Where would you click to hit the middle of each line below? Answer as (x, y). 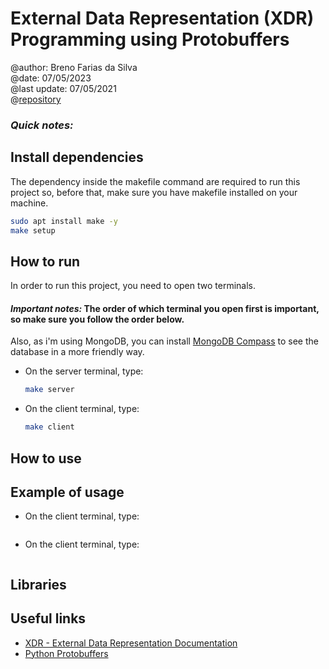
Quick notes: (42, 125)
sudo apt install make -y (64, 221)
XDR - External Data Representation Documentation (131, 643)
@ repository (36, 99)
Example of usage (67, 492)
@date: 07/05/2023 (51, 78)
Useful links (48, 618)
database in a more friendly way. (77, 352)
